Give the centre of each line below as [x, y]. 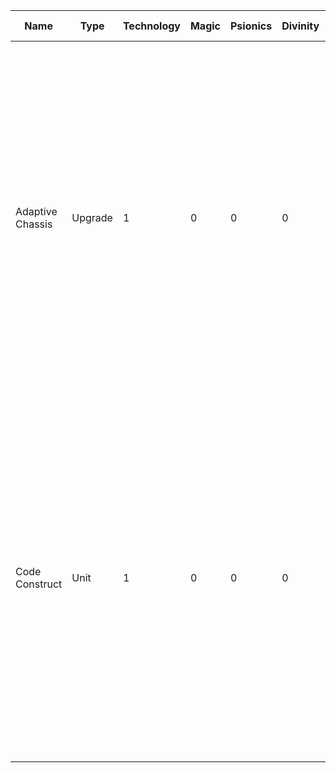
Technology [151, 26]
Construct [39, 584]
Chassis [34, 224]
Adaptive [36, 211]
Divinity [300, 26]
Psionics [251, 26]
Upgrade [92, 217]
